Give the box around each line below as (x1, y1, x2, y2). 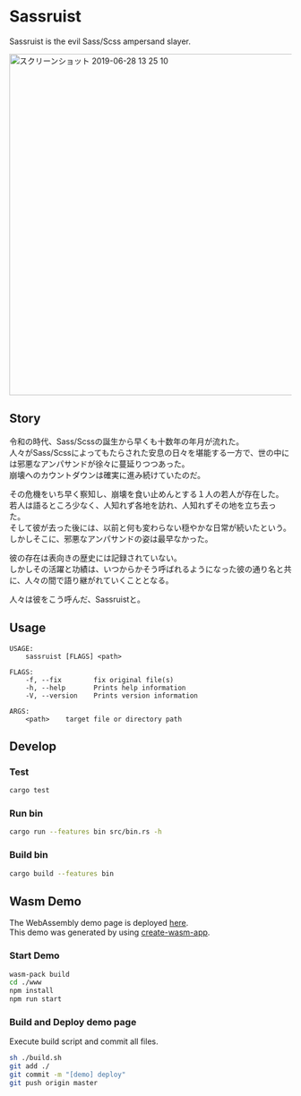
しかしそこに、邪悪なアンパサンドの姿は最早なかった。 (9, 533, 213, 544)
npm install (9, 987, 54, 996)
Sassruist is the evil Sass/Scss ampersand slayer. (9, 36, 191, 47)
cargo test (9, 786, 50, 795)
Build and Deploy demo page (9, 1016, 137, 1028)
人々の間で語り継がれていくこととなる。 (24, 575, 174, 586)
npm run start (9, 995, 63, 1004)
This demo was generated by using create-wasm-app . (9, 927, 211, 938)
